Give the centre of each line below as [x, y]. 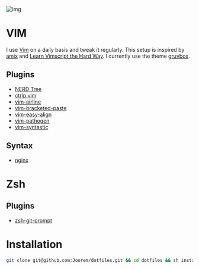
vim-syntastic [31, 127]
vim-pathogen [32, 121]
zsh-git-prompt [33, 220]
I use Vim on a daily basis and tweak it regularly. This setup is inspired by [95, 49]
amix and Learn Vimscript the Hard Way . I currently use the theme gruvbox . [98, 56]
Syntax [20, 146]
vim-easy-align [33, 114]
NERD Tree [28, 89]
